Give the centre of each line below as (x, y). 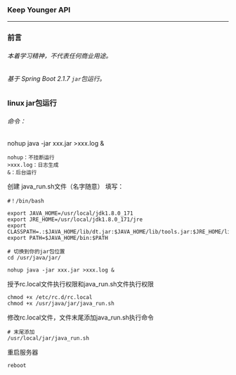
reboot (17, 366)
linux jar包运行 (32, 103)
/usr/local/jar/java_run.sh (48, 338)
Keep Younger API (39, 10)
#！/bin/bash (26, 201)
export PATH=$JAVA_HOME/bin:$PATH (58, 238)
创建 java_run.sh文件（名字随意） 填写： (66, 186)
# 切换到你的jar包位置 (36, 252)
